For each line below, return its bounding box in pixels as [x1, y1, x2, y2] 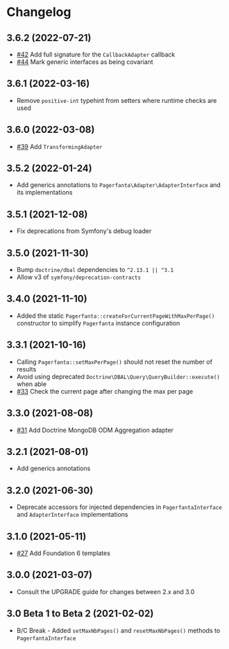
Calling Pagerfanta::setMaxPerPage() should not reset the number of [16, 358, 213, 366]
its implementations [16, 189, 73, 197]
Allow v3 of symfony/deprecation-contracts [16, 273, 142, 282]
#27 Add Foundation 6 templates [16, 549, 110, 557]
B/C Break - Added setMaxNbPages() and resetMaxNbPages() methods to [16, 626, 221, 634]
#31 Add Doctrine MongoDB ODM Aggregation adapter [16, 426, 174, 434]
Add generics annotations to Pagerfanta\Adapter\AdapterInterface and [16, 181, 221, 189]
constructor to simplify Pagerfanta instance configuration [16, 319, 180, 327]
